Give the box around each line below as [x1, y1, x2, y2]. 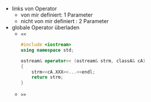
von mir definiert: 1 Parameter [20, 11, 93, 18]
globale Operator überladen [11, 24, 80, 31]
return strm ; [31, 74, 64, 81]
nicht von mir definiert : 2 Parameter [20, 18, 109, 24]
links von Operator [11, 5, 57, 12]
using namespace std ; [20, 47, 74, 53]
